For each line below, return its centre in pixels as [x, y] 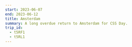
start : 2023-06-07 [24, 10]
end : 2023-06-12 [22, 14]
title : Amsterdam [23, 19]
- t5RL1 [17, 37]
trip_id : [14, 28]
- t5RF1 [17, 32]
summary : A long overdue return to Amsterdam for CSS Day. [66, 23]
